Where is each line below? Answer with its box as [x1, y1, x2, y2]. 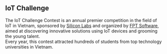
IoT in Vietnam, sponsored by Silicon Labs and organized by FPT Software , [5, 22, 159, 28]
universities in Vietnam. [5, 43, 53, 49]
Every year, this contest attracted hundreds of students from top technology [5, 38, 162, 44]
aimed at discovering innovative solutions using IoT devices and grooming [5, 27, 157, 34]
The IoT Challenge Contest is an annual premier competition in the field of [5, 17, 157, 23]
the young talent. [5, 33, 40, 39]
